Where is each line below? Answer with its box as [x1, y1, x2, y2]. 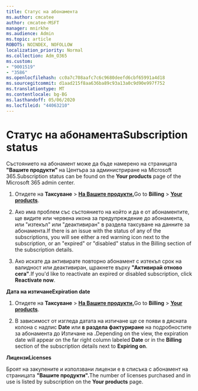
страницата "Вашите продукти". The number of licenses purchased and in [6, 372, 191, 379]
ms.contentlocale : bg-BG [6, 91, 67, 97]
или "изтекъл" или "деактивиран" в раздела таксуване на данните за [14, 221, 190, 228]
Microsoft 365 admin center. [6, 179, 75, 186]
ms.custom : [6, 58, 33, 64]
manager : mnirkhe [6, 25, 49, 31]
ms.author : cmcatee [6, 14, 54, 20]
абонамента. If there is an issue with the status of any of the [14, 227, 161, 234]
